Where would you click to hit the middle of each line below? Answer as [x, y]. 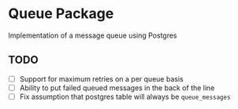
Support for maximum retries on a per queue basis [101, 78]
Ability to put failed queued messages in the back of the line [117, 88]
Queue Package [61, 14]
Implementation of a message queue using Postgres [93, 35]
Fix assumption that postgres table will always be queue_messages [125, 96]
